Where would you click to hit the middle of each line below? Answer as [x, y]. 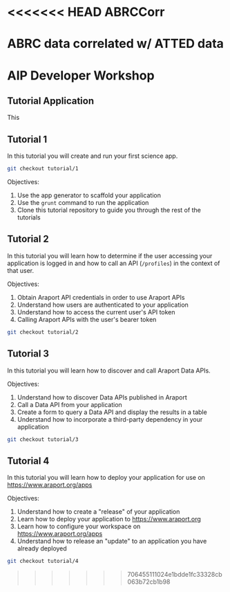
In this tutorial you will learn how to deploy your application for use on [106, 478]
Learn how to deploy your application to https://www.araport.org [109, 519]
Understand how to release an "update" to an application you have [112, 541]
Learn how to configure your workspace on [79, 526]
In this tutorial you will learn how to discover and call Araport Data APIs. [109, 370]
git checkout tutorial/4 [43, 562]
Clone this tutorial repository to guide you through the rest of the [109, 210]
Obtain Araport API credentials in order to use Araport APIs [101, 297]
